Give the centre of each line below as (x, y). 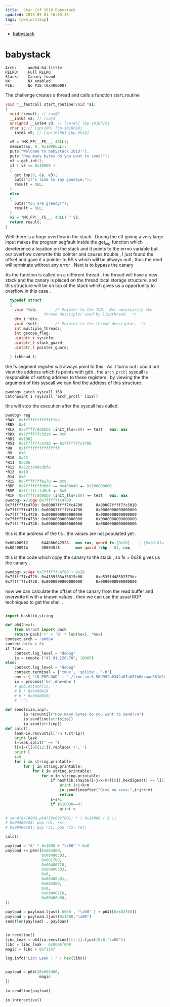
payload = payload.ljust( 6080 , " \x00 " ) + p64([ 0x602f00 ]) (71, 912)
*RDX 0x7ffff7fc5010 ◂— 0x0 (36, 434)
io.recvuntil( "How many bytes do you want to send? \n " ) (83, 714)
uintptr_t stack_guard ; (39, 343)
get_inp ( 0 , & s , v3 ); (36, 175)
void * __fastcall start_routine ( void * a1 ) (51, 105)
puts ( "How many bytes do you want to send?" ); (60, 156)
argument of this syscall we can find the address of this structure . (74, 383)
